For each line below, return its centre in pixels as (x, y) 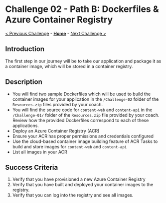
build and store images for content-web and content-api (70, 146)
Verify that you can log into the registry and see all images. (73, 195)
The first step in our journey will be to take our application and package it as (83, 61)
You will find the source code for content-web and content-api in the (83, 110)
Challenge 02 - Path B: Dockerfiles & (82, 9)
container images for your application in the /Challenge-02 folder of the (85, 99)
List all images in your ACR (40, 152)
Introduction (25, 49)
